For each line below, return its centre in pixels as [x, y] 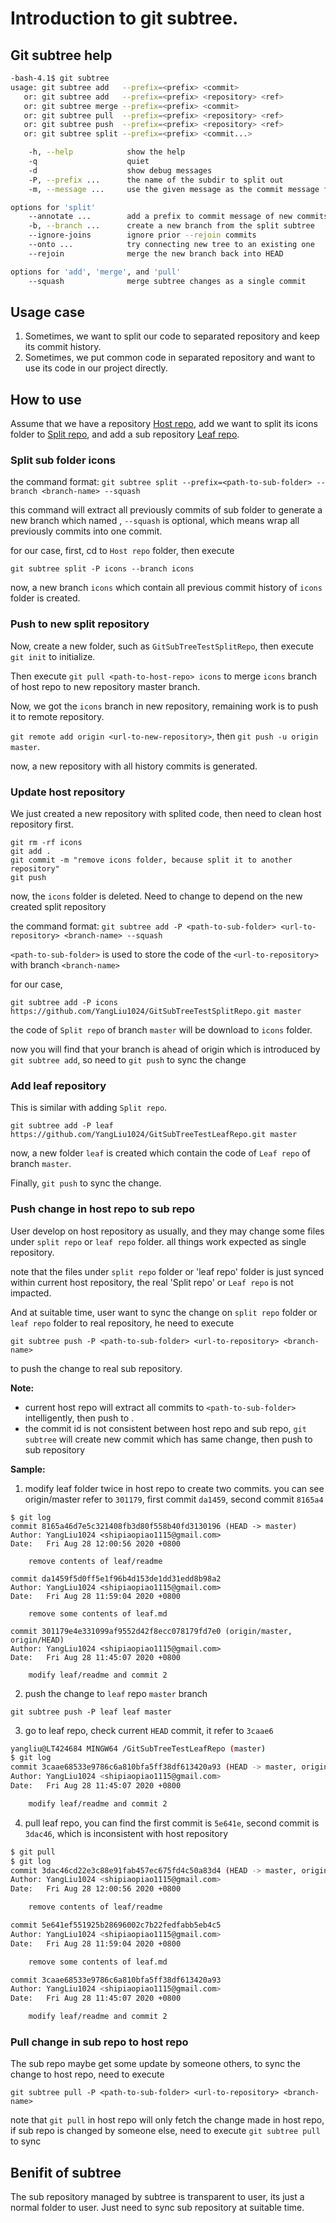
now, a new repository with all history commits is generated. [134, 766]
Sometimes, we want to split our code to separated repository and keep [172, 336]
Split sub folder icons [63, 460]
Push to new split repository [80, 624]
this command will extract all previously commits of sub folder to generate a [166, 510]
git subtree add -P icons [64, 1003]
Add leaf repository [58, 1085]
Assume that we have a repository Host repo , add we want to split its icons [164, 424]
